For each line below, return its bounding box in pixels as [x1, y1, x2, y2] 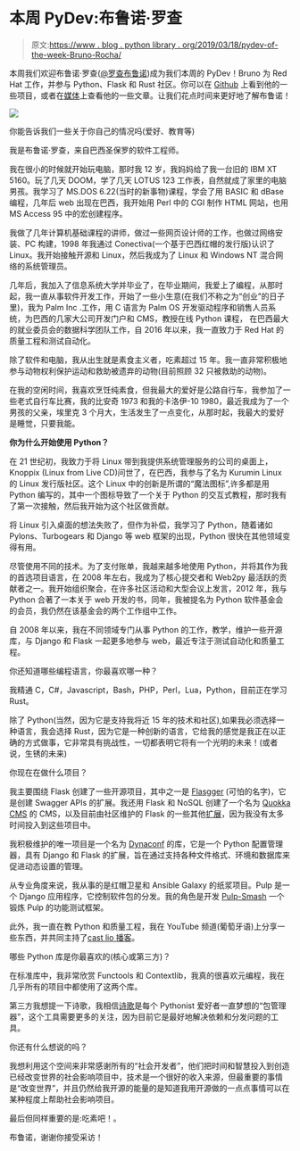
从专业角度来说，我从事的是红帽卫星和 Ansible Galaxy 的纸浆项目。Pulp [9, 880, 272, 890]
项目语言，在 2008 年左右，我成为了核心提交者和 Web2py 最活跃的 [32, 572, 279, 583]
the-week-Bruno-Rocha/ [30, 49, 122, 60]
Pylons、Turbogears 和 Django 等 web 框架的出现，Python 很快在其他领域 [9, 530, 283, 541]
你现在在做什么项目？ [9, 766, 87, 777]
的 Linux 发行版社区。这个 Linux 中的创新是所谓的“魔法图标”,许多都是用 [9, 478, 270, 489]
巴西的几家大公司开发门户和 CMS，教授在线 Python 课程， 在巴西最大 [32, 313, 289, 324]
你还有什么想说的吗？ [9, 1041, 87, 1052]
